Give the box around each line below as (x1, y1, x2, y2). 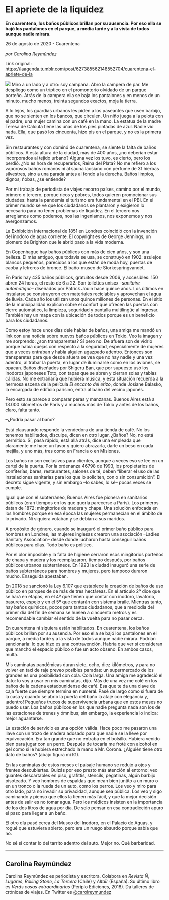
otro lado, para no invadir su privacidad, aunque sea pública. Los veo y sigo (5, 788, 162, 794)
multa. (5, 651, 19, 657)
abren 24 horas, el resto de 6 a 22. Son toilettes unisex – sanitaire (5, 279, 140, 286)
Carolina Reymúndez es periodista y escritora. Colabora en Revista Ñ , (5, 873, 150, 879)
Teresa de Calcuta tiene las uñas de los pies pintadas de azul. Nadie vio (5, 123, 154, 129)
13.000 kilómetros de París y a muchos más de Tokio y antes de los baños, (5, 401, 160, 407)
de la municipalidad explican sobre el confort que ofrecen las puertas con (5, 301, 158, 307)
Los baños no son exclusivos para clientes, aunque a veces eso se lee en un (5, 457, 163, 463)
